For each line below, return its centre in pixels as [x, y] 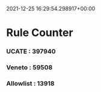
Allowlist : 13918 [30, 83]
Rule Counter [40, 33]
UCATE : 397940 [31, 51]
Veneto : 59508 [29, 68]
